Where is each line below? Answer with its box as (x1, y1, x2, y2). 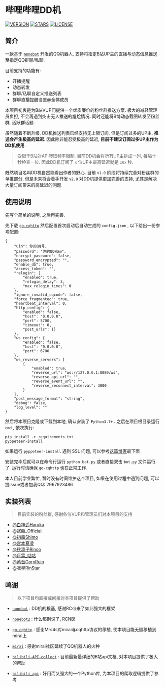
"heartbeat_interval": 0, (14, 301, 67, 306)
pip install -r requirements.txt (5, 434, 74, 439)
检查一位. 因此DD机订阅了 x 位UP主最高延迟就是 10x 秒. (21, 159, 133, 165)
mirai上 (12, 633, 27, 639)
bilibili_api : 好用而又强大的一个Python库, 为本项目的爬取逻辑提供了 (12, 671, 155, 677)
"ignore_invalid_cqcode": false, (14, 292, 83, 297)
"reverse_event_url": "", (31, 379, 85, 384)
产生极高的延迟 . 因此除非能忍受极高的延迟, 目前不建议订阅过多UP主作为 (13, 136, 159, 142)
